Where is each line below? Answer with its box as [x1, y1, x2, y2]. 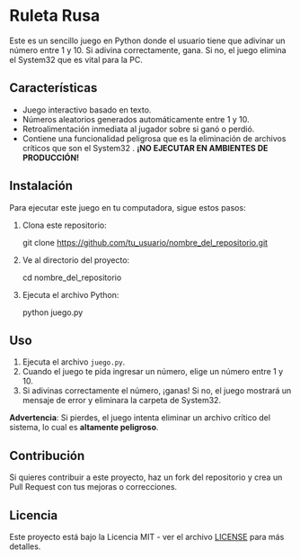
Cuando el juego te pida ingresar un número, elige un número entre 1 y [22, 366, 284, 377]
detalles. [9, 541, 41, 552]
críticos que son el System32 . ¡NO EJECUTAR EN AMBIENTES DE [22, 142, 269, 153]
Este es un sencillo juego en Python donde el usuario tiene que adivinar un [9, 35, 286, 46]
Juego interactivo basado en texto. [22, 104, 152, 115]
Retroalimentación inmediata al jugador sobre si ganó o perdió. [22, 123, 255, 134]
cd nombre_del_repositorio [22, 272, 122, 283]
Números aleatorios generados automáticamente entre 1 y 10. [22, 113, 250, 124]
